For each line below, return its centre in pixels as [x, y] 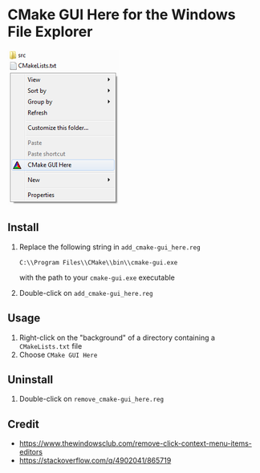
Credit [23, 424]
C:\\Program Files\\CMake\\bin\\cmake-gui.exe [98, 262]
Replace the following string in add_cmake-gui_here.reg [110, 247]
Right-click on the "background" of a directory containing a [117, 338]
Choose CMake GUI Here [58, 354]
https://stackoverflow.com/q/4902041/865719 [95, 461]
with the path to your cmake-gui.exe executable [97, 277]
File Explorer [50, 32]
